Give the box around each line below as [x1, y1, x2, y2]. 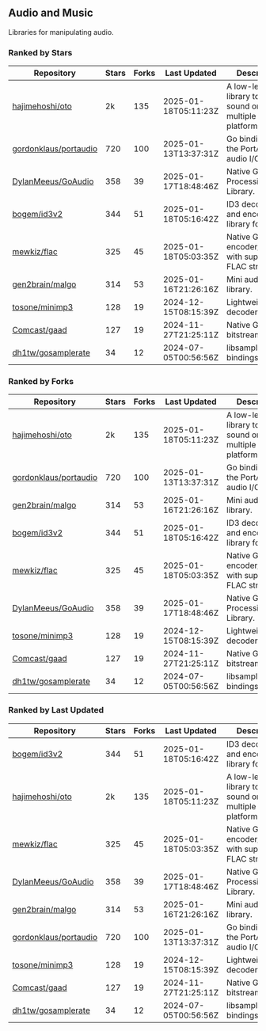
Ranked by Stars [8, 47, 73, 58]
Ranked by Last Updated [8, 705, 104, 716]
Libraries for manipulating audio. [8, 27, 114, 36]
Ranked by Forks [8, 376, 74, 387]
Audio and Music [8, 6, 93, 20]
